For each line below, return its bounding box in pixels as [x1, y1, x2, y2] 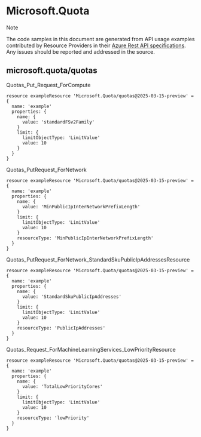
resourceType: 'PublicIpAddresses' [17, 325, 106, 331]
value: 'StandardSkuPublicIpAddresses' [22, 294, 121, 300]
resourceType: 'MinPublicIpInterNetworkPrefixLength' [17, 235, 154, 241]
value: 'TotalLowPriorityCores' [22, 383, 103, 389]
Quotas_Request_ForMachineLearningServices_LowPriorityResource [6, 346, 176, 353]
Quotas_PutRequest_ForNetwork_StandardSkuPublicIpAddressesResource [6, 256, 190, 263]
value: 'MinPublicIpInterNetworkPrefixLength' [22, 204, 141, 210]
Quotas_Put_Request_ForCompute [6, 81, 91, 88]
